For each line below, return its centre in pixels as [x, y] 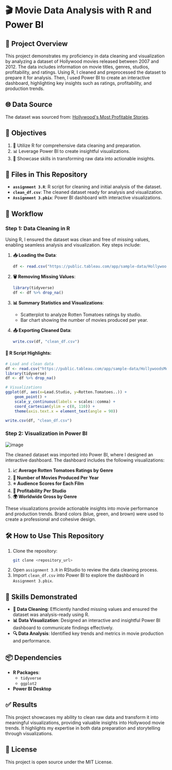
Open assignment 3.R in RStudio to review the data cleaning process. [85, 570]
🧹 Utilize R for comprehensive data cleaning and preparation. [77, 145]
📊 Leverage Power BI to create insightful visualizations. [71, 151]
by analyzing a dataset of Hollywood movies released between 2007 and [82, 61]
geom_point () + [31, 397]
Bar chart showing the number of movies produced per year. [84, 320]
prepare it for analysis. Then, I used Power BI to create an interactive [78, 78]
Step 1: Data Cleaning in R [38, 228]
